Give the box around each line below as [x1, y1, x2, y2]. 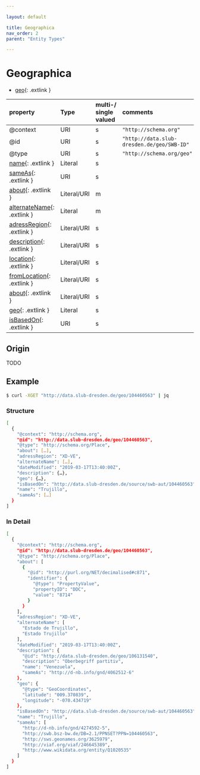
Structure [6, 406, 35, 415]
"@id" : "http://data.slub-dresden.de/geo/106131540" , [21, 653, 159, 659]
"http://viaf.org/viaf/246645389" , [21, 742, 111, 748]
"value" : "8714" [32, 592, 73, 598]
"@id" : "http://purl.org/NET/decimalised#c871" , [27, 570, 151, 576]
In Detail [6, 517, 31, 526]
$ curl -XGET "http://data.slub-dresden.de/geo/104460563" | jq [6, 392, 169, 399]
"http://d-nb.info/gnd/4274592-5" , [21, 725, 111, 731]
